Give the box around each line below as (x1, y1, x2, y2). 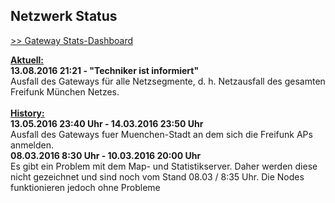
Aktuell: (10, 54, 45, 66)
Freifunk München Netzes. (10, 85, 120, 98)
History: (10, 107, 45, 119)
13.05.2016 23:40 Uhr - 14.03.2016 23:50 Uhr (10, 117, 204, 129)
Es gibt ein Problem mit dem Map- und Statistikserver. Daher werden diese (10, 160, 318, 172)
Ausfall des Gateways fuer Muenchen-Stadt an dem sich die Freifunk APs (10, 128, 313, 140)
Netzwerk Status (10, 8, 118, 25)
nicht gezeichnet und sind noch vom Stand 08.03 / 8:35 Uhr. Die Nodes (10, 170, 305, 183)
